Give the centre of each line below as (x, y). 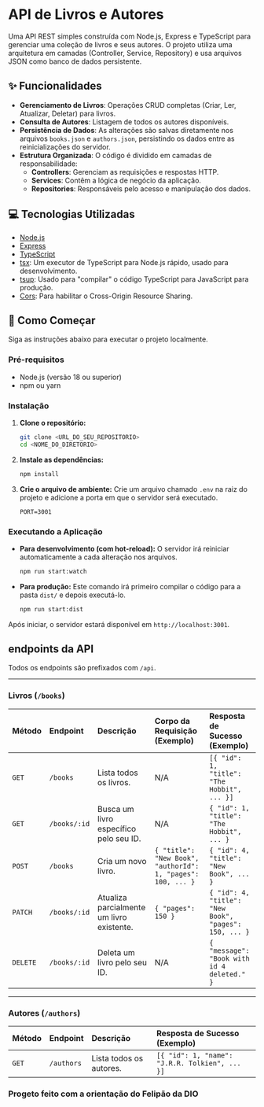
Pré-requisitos (36, 360)
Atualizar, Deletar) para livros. (68, 113)
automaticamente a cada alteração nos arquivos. (99, 557)
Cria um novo (122, 861)
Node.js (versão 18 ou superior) (70, 377)
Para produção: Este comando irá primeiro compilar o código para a (130, 586)
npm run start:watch (53, 571)
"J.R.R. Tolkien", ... (198, 1063)
